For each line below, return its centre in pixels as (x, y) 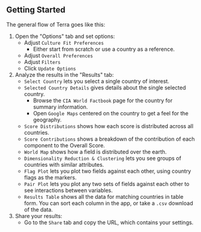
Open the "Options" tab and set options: (65, 36)
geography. (47, 120)
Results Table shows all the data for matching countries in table (104, 196)
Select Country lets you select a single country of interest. (97, 81)
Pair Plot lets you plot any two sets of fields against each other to (107, 184)
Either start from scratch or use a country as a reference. (104, 49)
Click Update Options (50, 68)
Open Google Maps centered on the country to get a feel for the (111, 113)
